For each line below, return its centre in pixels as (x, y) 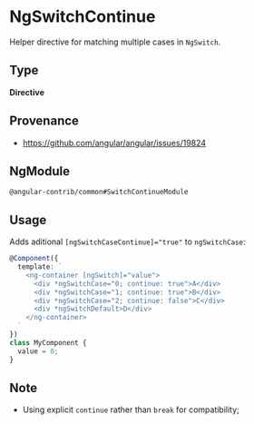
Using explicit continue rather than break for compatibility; (131, 409)
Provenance (44, 121)
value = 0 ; (38, 351)
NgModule (40, 171)
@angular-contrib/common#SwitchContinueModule (99, 192)
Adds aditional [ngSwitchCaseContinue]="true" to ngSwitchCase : (128, 242)
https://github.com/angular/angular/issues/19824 (114, 143)
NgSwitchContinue (83, 17)
